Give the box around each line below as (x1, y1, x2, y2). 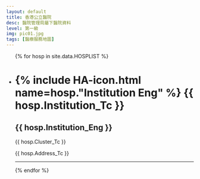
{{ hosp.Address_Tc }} (14, 150, 70, 156)
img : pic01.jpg (6, 31, 44, 37)
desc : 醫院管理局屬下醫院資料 (6, 20, 71, 26)
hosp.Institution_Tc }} (14, 99, 125, 112)
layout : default (6, 8, 46, 15)
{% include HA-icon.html (14, 74, 142, 87)
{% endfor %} (14, 167, 49, 174)
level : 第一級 (6, 25, 39, 32)
